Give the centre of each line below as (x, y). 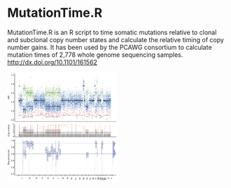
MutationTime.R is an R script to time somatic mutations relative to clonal (112, 32)
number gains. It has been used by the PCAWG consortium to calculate (110, 47)
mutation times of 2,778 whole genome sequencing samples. (95, 55)
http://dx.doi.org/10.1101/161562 (52, 62)
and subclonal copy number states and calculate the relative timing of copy (115, 39)
